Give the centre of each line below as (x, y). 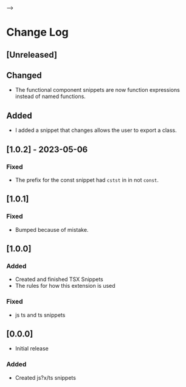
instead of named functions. (50, 96)
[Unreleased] (32, 54)
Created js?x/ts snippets (45, 377)
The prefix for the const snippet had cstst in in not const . (87, 180)
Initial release (32, 349)
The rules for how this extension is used (65, 286)
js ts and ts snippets (40, 315)
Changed (24, 75)
